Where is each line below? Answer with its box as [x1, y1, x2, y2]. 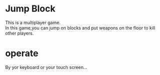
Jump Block [5, 3, 56, 14]
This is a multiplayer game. [5, 19, 61, 25]
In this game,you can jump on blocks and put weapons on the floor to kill [5, 24, 155, 30]
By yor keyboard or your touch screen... [5, 64, 88, 70]
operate [5, 48, 39, 59]
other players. [5, 30, 34, 36]
